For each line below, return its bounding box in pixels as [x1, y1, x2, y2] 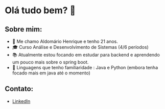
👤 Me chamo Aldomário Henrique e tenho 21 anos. [12, 38, 118, 44]
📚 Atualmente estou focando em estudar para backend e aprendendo [12, 52, 160, 58]
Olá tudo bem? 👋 [5, 5, 76, 16]
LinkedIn [12, 98, 31, 104]
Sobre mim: [5, 25, 42, 34]
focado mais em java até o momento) [12, 70, 90, 76]
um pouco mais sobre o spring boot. [12, 59, 89, 65]
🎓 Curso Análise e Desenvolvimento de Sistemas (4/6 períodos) [12, 44, 149, 50]
